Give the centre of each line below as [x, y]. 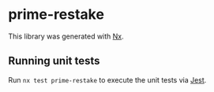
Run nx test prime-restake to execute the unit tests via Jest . [107, 79]
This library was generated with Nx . [66, 36]
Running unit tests [54, 61]
